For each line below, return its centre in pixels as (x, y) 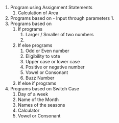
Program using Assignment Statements (51, 7)
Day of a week (33, 94)
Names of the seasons (41, 105)
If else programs (35, 45)
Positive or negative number (55, 67)
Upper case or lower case (53, 61)
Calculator (29, 110)
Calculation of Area (38, 13)
